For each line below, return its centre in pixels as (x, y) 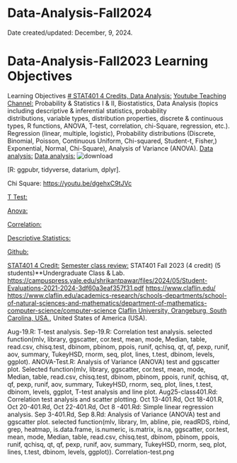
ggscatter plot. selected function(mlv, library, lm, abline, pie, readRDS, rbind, (119, 421)
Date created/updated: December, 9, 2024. (70, 33)
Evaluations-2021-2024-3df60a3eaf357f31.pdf (76, 288)
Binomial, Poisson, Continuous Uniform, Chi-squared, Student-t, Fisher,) (112, 141)
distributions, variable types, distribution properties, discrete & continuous (115, 118)
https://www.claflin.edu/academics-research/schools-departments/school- (117, 295)
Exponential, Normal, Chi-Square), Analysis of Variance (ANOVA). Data (110, 148)
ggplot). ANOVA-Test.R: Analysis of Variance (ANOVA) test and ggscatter (114, 361)
